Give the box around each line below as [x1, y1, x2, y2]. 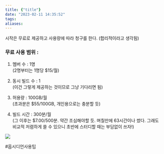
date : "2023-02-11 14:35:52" [5, 12, 65, 17]
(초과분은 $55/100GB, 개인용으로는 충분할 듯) [12, 101, 101, 106]
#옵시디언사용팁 [5, 143, 36, 149]
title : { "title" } [5, 7, 41, 12]
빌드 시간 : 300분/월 [12, 111, 52, 117]
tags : [5, 16, 16, 21]
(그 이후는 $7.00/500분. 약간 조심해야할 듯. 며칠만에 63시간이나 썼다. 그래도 [12, 117, 160, 123]
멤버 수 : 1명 [12, 61, 36, 67]
